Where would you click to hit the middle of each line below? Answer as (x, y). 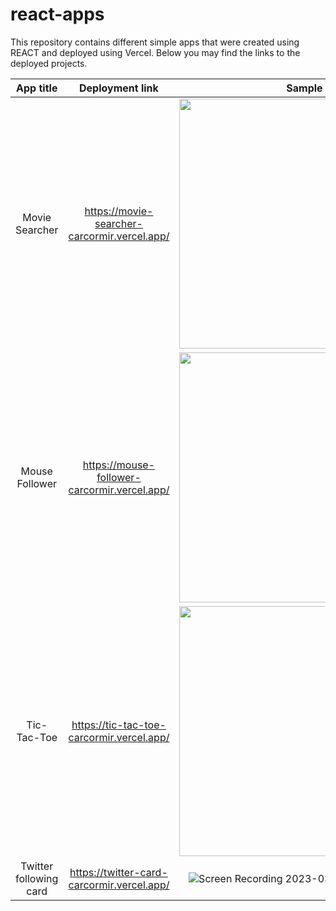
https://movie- (119, 211)
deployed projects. (49, 63)
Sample (304, 88)
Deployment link (119, 88)
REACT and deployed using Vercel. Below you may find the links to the (155, 52)
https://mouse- (119, 465)
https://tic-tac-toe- (119, 725)
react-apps (57, 14)
